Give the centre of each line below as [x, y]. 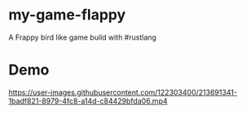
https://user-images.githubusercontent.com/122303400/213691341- [123, 92]
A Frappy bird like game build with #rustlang [83, 37]
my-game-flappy [67, 15]
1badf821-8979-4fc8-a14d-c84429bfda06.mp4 [88, 101]
